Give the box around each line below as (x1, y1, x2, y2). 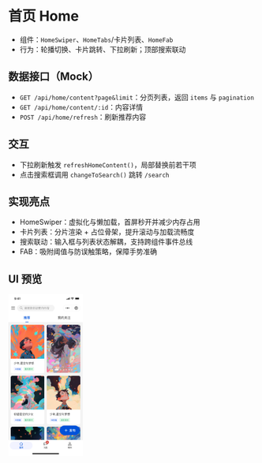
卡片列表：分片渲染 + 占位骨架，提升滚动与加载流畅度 (19, 227, 195, 237)
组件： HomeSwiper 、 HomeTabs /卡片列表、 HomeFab (19, 35, 174, 44)
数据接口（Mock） (8, 70, 99, 84)
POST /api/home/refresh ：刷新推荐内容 (19, 112, 147, 121)
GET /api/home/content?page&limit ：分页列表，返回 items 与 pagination (19, 92, 255, 102)
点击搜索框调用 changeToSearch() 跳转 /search (19, 170, 170, 179)
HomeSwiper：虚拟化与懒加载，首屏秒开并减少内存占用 (19, 218, 200, 227)
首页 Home (8, 7, 79, 25)
